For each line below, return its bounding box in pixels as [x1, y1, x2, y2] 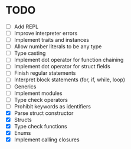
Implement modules [14, 90, 63, 97]
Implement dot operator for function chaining [14, 57, 124, 64]
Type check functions [14, 122, 67, 130]
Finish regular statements [14, 69, 76, 77]
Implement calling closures [14, 136, 80, 143]
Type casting [14, 49, 46, 57]
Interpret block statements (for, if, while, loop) [14, 76, 125, 83]
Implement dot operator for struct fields [14, 63, 110, 70]
